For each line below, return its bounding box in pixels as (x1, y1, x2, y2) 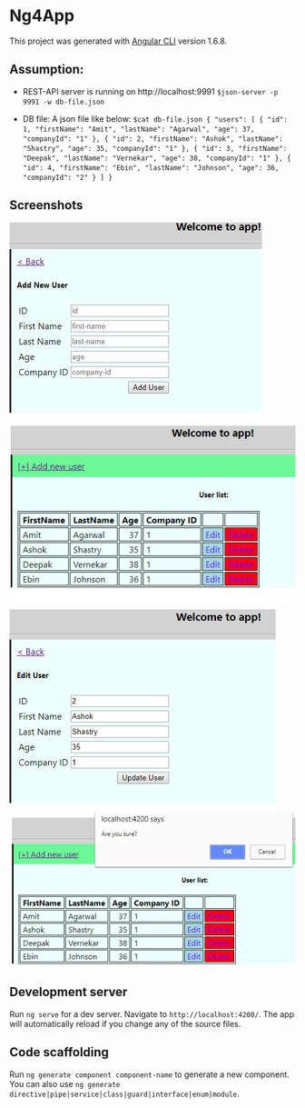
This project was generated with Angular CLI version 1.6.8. (9, 35, 228, 46)
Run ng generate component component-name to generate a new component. (9, 1069, 290, 1080)
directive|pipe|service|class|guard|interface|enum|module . (9, 1088, 240, 1099)
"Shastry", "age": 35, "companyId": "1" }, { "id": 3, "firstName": (22, 144, 288, 153)
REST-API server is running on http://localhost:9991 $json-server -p (22, 85, 279, 96)
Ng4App (9, 5, 75, 26)
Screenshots (9, 197, 84, 214)
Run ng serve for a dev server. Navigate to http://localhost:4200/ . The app (9, 1008, 295, 1019)
